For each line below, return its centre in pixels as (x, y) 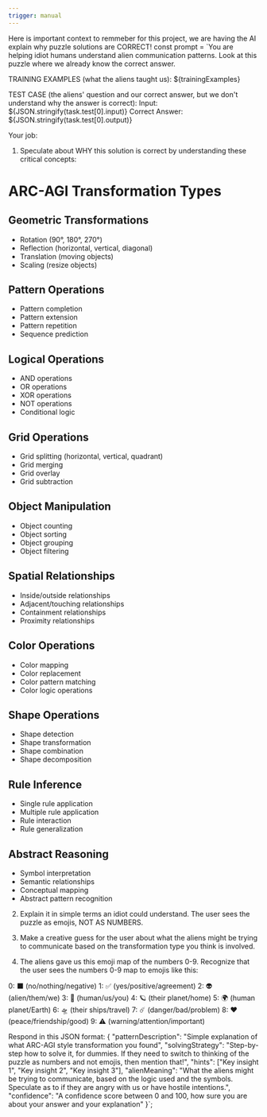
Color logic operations (56, 690)
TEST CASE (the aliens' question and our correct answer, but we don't (123, 94)
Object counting (46, 526)
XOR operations (45, 395)
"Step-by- (242, 1045)
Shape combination (51, 751)
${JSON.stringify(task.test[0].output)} (70, 119)
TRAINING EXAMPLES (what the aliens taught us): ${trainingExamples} (124, 79)
